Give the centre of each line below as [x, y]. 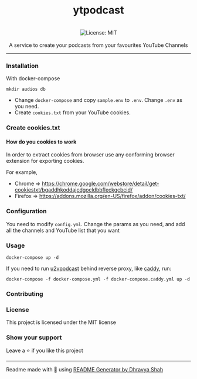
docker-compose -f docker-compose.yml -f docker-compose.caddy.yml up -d [98, 279]
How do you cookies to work [41, 142]
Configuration [26, 211]
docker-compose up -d [33, 257]
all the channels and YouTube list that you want [63, 230]
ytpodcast [98, 10]
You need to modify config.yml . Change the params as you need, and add [96, 224]
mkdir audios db [26, 89]
